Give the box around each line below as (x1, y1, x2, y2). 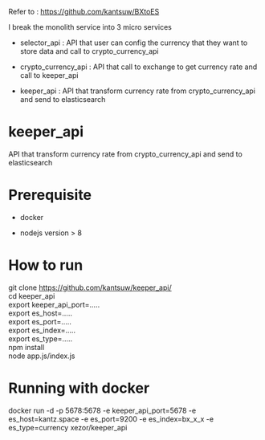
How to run (8, 256, 84, 275)
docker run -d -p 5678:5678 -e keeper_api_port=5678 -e (8, 405, 197, 415)
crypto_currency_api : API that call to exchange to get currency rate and (19, 62, 258, 71)
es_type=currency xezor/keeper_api (8, 422, 128, 432)
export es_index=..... (8, 325, 76, 335)
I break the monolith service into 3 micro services (8, 22, 173, 31)
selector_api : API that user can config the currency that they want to (19, 38, 248, 47)
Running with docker (8, 379, 150, 397)
